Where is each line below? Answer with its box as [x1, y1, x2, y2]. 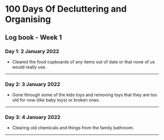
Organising [5, 14, 51, 25]
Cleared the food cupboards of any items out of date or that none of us [12, 59, 155, 64]
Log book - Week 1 [5, 33, 62, 41]
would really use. [12, 64, 47, 70]
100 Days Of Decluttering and [5, 3, 127, 15]
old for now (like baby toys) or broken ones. [12, 97, 100, 103]
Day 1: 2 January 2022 [5, 48, 60, 55]
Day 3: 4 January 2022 [5, 114, 61, 120]
